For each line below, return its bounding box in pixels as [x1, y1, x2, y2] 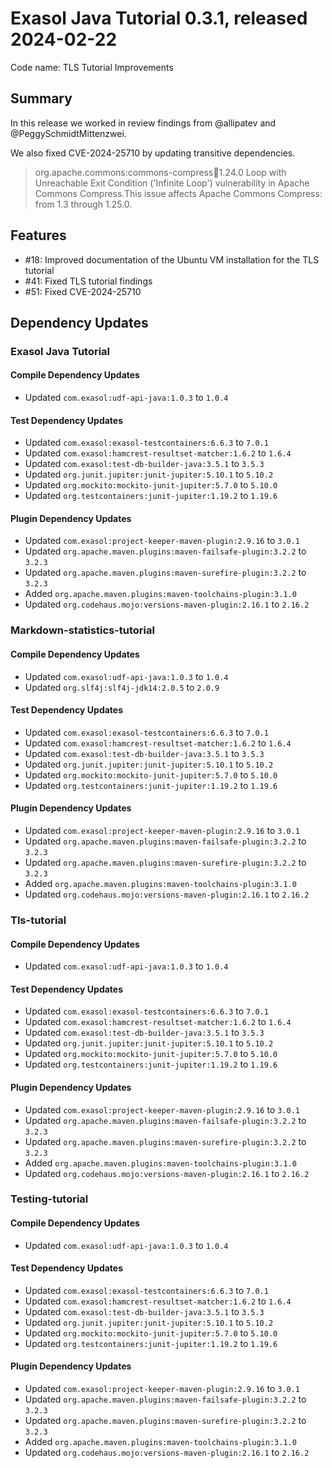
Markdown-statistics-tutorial [10, 623, 155, 637]
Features [10, 227, 67, 244]
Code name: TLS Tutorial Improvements [10, 61, 174, 73]
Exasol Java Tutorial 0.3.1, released [10, 7, 308, 30]
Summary [10, 90, 73, 107]
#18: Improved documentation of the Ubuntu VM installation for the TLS [24, 253, 320, 266]
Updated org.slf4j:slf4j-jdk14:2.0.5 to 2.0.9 [24, 681, 220, 693]
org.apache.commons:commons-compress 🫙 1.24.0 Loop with [34, 166, 287, 178]
